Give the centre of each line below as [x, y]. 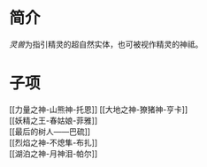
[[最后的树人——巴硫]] [50, 131]
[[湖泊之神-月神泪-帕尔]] [54, 153]
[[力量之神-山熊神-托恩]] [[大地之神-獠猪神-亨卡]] [99, 109]
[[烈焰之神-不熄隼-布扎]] [54, 142]
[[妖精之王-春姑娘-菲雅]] [54, 120]
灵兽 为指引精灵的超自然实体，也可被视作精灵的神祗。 [106, 44]
